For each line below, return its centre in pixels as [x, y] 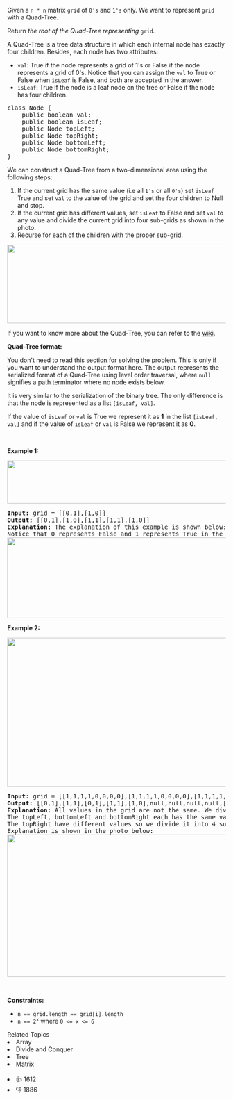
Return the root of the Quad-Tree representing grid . [81, 31]
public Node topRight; [60, 136]
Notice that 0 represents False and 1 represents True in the [115, 534]
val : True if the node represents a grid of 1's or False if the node [109, 65]
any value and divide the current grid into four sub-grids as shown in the [121, 220]
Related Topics [28, 1034]
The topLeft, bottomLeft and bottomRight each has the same [112, 817]
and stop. [31, 205]
